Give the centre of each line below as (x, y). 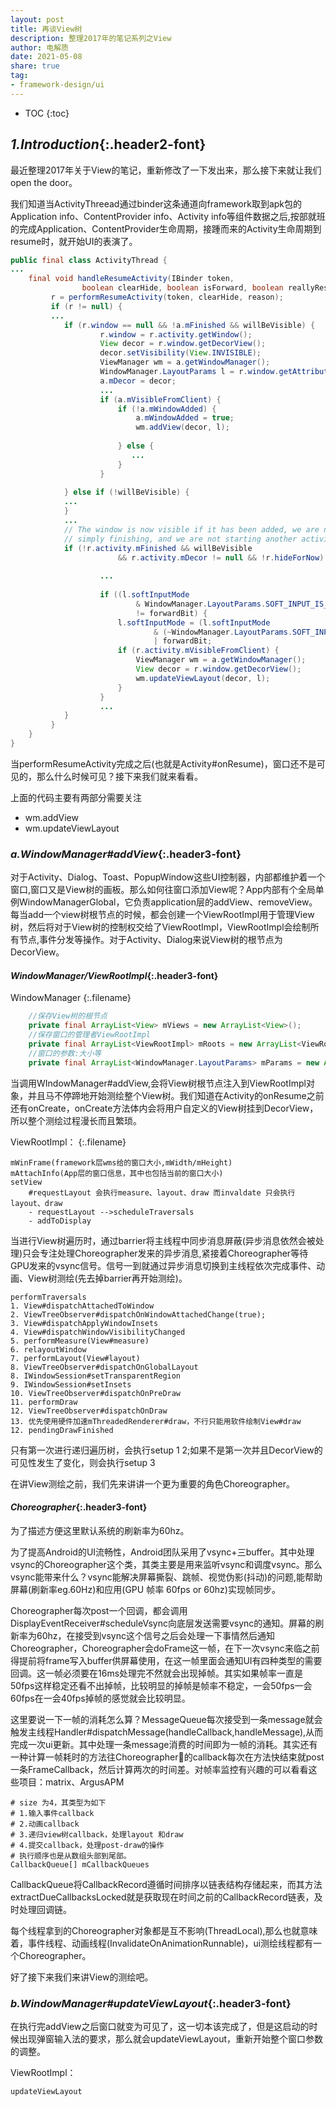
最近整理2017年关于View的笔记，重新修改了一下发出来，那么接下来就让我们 (166, 170)
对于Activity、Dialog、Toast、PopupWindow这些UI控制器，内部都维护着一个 (168, 877)
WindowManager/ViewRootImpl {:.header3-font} (114, 975)
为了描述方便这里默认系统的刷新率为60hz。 (100, 1530)
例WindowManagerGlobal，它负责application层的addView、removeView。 (164, 902)
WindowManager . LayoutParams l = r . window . (189, 372)
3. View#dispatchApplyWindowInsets (84, 1323)
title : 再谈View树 (46, 29)
